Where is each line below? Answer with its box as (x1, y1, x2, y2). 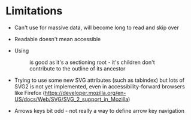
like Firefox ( (14, 89, 46, 96)
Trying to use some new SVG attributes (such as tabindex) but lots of (14, 76, 185, 84)
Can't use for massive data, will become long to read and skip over (14, 24, 179, 31)
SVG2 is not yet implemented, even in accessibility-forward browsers (14, 82, 185, 90)
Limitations (5, 4, 63, 18)
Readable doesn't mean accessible (14, 35, 101, 42)
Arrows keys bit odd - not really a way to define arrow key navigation (14, 107, 185, 114)
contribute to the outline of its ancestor (29, 64, 126, 72)
